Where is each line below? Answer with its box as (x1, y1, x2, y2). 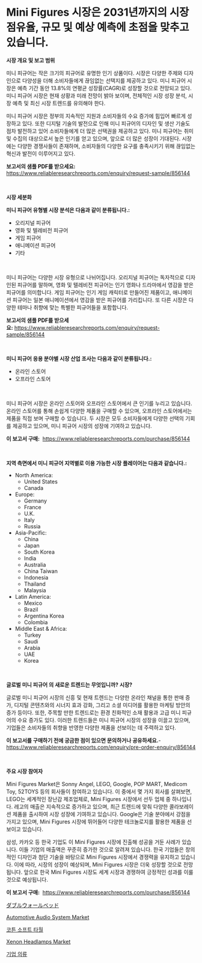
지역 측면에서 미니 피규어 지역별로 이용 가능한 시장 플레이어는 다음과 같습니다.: (6, 459, 188, 466)
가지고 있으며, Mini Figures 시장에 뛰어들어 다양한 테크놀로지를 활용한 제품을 (6, 818, 186, 825)
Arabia (23, 644, 41, 651)
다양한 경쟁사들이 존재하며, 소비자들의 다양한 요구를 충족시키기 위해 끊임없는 (17, 142, 196, 149)
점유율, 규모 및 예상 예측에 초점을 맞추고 (6, 20, 189, 34)
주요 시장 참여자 (6, 767, 43, 775)
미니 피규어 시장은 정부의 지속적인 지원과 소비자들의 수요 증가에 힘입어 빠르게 (6, 112, 186, 119)
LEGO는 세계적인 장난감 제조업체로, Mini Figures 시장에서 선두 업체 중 (6, 795, 171, 802)
